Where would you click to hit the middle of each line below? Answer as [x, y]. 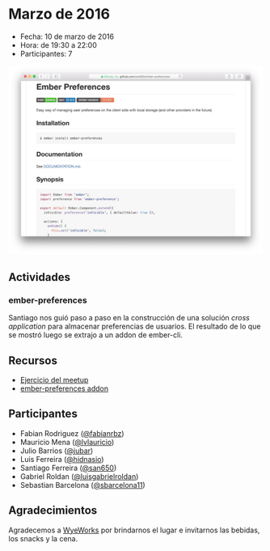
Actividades [40, 277]
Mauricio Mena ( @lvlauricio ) [67, 442]
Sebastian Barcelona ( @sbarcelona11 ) [82, 485]
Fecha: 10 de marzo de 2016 [67, 36]
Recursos [33, 360]
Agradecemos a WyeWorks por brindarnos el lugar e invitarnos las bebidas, [134, 530]
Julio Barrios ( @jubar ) [57, 451]
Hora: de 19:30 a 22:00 [58, 45]
